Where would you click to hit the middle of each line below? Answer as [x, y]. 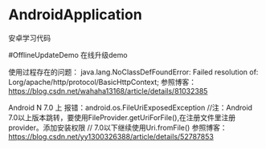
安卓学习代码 [29, 38]
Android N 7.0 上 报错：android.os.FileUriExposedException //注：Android [131, 107]
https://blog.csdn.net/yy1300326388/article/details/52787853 [111, 136]
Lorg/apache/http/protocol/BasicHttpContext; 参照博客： [102, 82]
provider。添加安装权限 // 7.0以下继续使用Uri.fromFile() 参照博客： [118, 127]
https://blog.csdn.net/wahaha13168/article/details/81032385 [108, 91]
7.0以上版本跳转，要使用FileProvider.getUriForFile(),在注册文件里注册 [122, 117]
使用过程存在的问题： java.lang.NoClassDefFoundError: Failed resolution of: [133, 72]
